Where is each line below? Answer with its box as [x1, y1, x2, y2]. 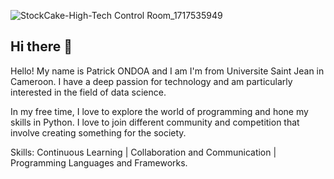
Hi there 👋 [10, 38, 73, 55]
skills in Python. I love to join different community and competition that [10, 116, 300, 128]
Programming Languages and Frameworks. [10, 156, 188, 169]
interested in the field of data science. [10, 86, 167, 98]
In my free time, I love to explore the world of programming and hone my [10, 105, 309, 117]
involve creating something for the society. [10, 126, 187, 139]
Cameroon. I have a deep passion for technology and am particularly [10, 75, 293, 87]
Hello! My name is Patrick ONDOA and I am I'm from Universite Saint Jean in [10, 65, 325, 77]
